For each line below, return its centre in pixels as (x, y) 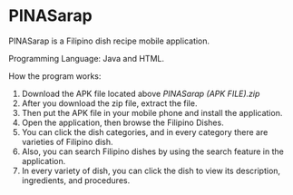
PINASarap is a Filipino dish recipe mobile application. (109, 41)
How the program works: (55, 76)
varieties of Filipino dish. (68, 141)
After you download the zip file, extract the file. (109, 103)
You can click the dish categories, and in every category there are (145, 132)
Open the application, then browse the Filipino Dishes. (122, 122)
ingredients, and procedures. (76, 180)
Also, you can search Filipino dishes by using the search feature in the (153, 151)
